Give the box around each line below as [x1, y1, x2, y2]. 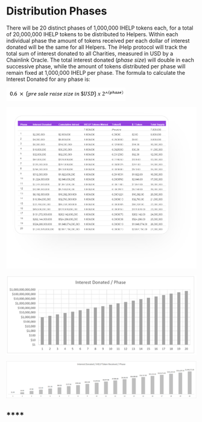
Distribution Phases [6, 4, 107, 18]
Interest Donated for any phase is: [6, 75, 90, 83]
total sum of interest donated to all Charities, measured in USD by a [6, 50, 174, 57]
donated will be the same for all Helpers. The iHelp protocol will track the [6, 43, 188, 51]
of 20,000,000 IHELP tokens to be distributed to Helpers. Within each [6, 30, 179, 37]
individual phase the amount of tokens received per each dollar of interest [6, 37, 190, 44]
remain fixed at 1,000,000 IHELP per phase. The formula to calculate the [6, 69, 186, 76]
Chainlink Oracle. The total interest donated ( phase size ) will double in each [6, 56, 195, 63]
